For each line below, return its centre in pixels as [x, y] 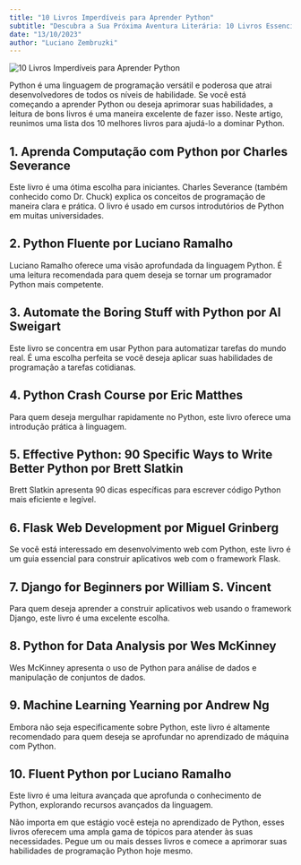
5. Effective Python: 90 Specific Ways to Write [141, 454]
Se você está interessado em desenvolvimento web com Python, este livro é [150, 549]
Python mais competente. [57, 284]
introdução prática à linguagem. [68, 426]
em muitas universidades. [57, 216]
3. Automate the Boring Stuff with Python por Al [145, 313]
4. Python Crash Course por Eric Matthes [126, 395]
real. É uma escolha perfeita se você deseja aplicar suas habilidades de [141, 357]
